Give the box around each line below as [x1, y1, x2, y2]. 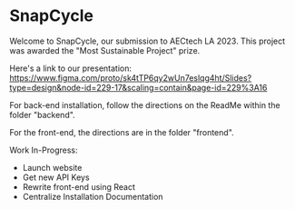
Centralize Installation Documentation [22, 191, 163, 202]
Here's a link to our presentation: [9, 63, 132, 74]
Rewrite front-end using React [22, 181, 136, 192]
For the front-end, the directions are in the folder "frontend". [9, 126, 234, 137]
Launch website [22, 162, 83, 173]
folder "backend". [9, 109, 75, 120]
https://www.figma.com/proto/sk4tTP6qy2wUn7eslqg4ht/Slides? [9, 72, 252, 83]
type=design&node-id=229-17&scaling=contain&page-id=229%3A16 [9, 82, 268, 93]
